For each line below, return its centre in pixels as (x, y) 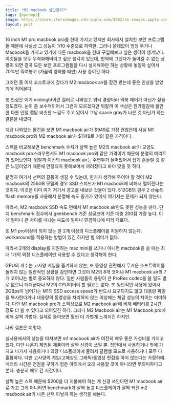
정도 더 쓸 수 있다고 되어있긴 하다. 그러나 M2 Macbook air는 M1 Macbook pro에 (86, 310)
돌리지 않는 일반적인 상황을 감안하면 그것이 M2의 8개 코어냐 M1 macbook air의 (84, 272)
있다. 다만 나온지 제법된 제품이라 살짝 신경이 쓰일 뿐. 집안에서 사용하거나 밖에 (82, 345)
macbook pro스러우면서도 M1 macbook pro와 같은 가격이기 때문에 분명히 (79, 154)
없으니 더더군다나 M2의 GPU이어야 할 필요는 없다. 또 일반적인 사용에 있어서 (85, 285)
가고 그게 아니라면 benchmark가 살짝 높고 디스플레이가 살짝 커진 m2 (79, 388)
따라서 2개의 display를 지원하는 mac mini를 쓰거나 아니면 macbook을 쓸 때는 (82, 248)
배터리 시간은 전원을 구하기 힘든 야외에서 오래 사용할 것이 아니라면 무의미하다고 (84, 364)
